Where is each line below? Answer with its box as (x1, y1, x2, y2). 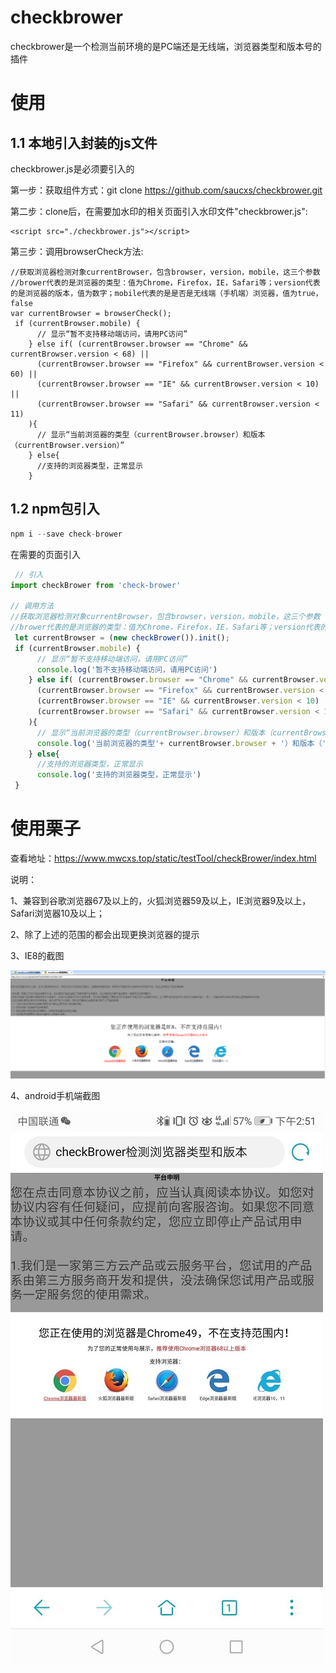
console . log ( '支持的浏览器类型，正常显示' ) (36, 770, 202, 780)
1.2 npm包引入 (10, 501, 100, 518)
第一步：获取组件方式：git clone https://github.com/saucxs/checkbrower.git (10, 184, 323, 196)
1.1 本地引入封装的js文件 (10, 134, 158, 151)
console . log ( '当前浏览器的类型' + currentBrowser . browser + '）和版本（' (36, 738, 327, 748)
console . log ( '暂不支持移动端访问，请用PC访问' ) (36, 664, 218, 675)
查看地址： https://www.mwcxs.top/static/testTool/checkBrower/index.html (10, 852, 317, 864)
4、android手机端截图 (10, 1089, 101, 1101)
